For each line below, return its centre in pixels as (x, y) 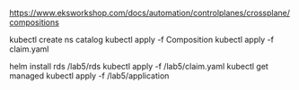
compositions (35, 22)
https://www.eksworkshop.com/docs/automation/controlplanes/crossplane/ (149, 13)
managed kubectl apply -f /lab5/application (89, 76)
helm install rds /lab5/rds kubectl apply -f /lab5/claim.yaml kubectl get (139, 66)
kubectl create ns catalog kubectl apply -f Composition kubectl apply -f (141, 40)
